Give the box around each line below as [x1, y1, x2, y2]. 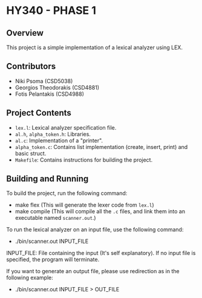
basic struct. [15, 150, 47, 157]
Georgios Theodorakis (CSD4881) [15, 84, 100, 91]
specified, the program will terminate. [6, 256, 100, 263]
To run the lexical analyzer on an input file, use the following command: [6, 226, 184, 233]
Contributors [6, 61, 56, 71]
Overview [6, 28, 44, 38]
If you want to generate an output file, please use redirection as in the [6, 268, 180, 275]
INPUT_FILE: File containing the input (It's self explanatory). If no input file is [6, 250, 196, 257]
